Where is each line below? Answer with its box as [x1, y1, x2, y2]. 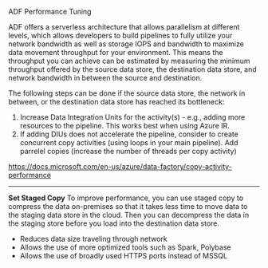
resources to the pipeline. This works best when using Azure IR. [19, 121, 230, 130]
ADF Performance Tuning [8, 7, 92, 16]
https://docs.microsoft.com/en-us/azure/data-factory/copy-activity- [8, 162, 233, 171]
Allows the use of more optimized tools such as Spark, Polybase [19, 242, 231, 252]
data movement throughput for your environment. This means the [8, 48, 223, 57]
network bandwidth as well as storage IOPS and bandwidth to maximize [8, 39, 245, 49]
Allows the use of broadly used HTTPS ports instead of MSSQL [19, 251, 228, 260]
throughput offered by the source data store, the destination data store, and [8, 65, 257, 74]
